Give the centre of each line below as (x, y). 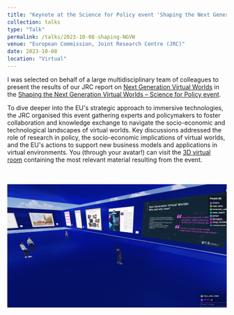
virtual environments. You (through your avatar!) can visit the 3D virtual (109, 152)
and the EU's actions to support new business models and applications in (112, 145)
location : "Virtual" (37, 59)
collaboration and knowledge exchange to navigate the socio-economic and (116, 123)
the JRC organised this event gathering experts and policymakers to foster (114, 115)
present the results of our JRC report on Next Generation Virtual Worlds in (113, 86)
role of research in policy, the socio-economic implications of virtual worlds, (116, 137)
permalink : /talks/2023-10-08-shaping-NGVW (71, 37)
